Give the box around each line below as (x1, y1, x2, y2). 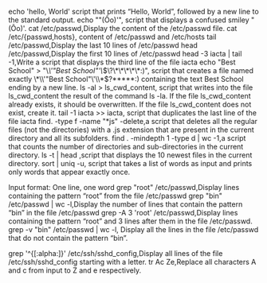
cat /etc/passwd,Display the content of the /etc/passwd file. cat (28, 24, 238, 33)
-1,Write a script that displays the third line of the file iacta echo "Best (8, 57, 237, 67)
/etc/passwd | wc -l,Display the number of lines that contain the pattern (8, 200, 243, 209)
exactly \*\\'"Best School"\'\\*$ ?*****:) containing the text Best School (8, 75, 245, 83)
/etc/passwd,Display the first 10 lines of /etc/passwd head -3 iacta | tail (8, 49, 242, 58)
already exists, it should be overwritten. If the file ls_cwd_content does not (8, 99, 252, 109)
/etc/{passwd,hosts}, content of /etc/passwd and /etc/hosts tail (8, 32, 217, 41)
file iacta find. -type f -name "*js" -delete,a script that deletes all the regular (8, 117, 257, 126)
